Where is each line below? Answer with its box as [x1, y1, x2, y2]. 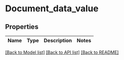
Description [44, 37, 72, 44]
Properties [5, 23, 39, 31]
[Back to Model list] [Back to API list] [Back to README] [5, 50, 119, 55]
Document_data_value [5, 3, 99, 14]
